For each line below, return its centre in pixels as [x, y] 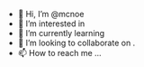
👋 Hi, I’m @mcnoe [51, 14]
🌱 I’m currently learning [61, 33]
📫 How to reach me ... [59, 53]
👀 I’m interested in [51, 24]
